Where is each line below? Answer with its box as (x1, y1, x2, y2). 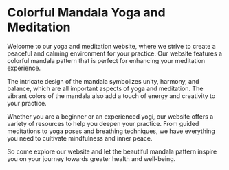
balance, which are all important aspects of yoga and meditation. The (7, 84, 204, 93)
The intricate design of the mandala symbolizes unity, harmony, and (7, 77, 199, 85)
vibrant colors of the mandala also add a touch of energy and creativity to (7, 91, 216, 100)
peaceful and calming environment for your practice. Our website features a (7, 49, 222, 58)
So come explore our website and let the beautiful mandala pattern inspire (7, 147, 217, 156)
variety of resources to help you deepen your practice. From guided (7, 119, 199, 127)
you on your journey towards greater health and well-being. (7, 154, 176, 162)
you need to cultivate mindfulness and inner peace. (7, 134, 153, 142)
